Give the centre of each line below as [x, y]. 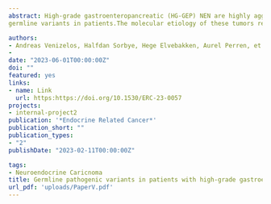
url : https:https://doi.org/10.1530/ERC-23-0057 [99, 98]
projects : [25, 106]
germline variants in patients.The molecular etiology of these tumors [131, 23]
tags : [17, 165]
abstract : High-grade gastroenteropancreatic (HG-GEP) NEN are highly [129, 16]
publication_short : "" [46, 128]
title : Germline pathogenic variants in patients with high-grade [122, 180]
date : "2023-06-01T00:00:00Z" [59, 60]
